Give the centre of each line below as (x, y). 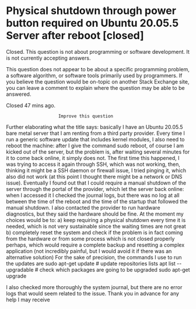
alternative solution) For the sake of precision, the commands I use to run (94, 257)
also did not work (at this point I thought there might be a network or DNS (94, 176)
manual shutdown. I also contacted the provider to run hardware (83, 207)
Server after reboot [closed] (75, 36)
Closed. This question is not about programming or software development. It (98, 51)
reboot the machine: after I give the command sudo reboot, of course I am (95, 145)
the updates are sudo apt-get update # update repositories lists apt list (91, 263)
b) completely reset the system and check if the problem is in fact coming (94, 232)
